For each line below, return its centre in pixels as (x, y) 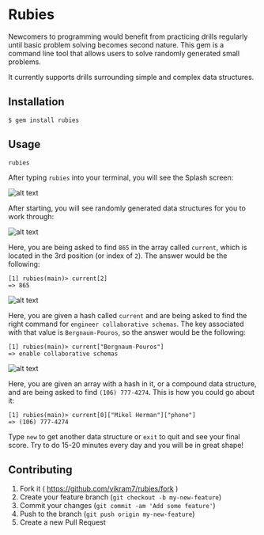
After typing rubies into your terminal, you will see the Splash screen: (121, 177)
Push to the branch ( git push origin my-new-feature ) (107, 514)
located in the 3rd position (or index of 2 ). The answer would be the (118, 256)
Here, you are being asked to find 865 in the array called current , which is (128, 247)
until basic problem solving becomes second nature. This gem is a (116, 44)
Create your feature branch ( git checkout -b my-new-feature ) (121, 497)
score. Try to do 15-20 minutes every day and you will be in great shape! (126, 445)
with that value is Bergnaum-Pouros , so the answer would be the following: (127, 332)
